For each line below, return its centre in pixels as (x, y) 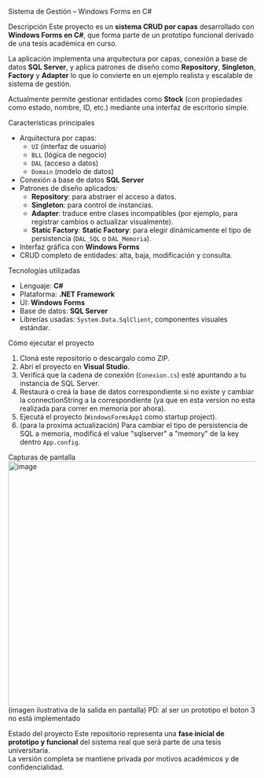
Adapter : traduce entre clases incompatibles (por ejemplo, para (134, 213)
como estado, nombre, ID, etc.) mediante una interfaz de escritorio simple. (128, 107)
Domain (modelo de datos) (73, 171)
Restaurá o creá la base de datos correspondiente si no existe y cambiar (136, 392)
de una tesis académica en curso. (63, 43)
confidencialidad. (36, 767)
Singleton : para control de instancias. (92, 205)
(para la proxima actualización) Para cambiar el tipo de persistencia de (134, 425)
